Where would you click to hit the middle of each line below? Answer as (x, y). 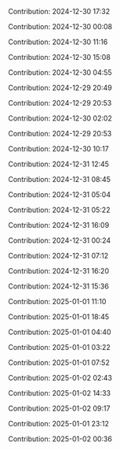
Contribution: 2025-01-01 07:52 (59, 363)
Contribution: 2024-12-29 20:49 (60, 87)
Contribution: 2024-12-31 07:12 (58, 256)
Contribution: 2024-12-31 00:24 (60, 240)
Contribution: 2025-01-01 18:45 (59, 317)
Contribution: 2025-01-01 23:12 (59, 424)
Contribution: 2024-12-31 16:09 (59, 225)
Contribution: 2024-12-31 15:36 (59, 286)
